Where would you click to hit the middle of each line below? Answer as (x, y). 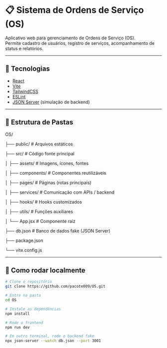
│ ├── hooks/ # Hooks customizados (43, 202)
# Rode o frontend (24, 323)
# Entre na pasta (23, 295)
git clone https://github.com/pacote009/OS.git (55, 287)
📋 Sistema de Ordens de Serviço (75, 10)
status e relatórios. (24, 48)
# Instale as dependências (33, 309)
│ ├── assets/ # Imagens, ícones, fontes (47, 163)
